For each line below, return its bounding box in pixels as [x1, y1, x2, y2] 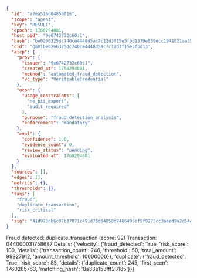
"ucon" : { [16, 87, 41, 93]
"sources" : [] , [11, 169, 49, 175]
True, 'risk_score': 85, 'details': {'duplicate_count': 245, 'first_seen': [6, 259, 169, 266]
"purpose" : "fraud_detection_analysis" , [21, 114, 122, 120]
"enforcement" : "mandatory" [21, 120, 91, 126]
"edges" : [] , [11, 175, 43, 181]
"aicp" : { [11, 49, 35, 55]
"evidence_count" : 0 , [21, 141, 75, 148]
